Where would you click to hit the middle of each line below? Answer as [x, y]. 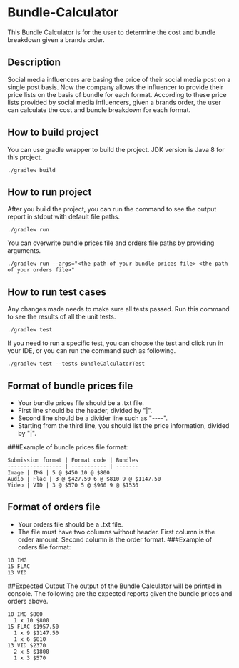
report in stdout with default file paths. [63, 217]
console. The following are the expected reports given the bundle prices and [120, 593]
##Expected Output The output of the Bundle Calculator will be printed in [115, 586]
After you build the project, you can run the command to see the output [112, 209]
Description [34, 63]
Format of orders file [54, 507]
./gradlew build [31, 170]
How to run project [50, 192]
